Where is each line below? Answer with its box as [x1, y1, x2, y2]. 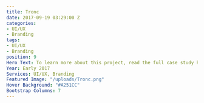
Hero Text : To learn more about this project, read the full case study [6, 59, 194, 65]
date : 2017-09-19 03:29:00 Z [6, 15, 80, 21]
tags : [6, 37, 20, 43]
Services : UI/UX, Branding [6, 71, 75, 77]
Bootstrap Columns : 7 [6, 88, 61, 94]
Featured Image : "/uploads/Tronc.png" [6, 76, 104, 82]
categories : [6, 20, 36, 26]
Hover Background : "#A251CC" [6, 82, 80, 88]
